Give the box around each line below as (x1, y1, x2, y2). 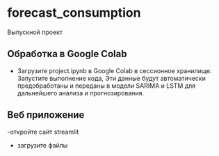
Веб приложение (7, 109, 85, 121)
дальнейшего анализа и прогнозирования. (17, 88, 145, 97)
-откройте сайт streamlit (7, 127, 79, 136)
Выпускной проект (7, 28, 63, 36)
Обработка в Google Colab (7, 48, 127, 60)
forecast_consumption (7, 5, 141, 21)
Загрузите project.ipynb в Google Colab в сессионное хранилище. (17, 66, 212, 75)
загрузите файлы (17, 141, 68, 149)
